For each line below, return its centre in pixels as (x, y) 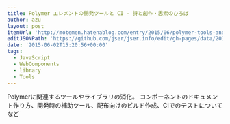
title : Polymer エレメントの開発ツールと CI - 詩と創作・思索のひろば (98, 13)
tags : (15, 52)
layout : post (26, 26)
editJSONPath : (27, 39)
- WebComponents (36, 64)
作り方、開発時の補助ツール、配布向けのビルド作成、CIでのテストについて (118, 106)
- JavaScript (32, 58)
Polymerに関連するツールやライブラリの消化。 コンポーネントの (98, 97)
